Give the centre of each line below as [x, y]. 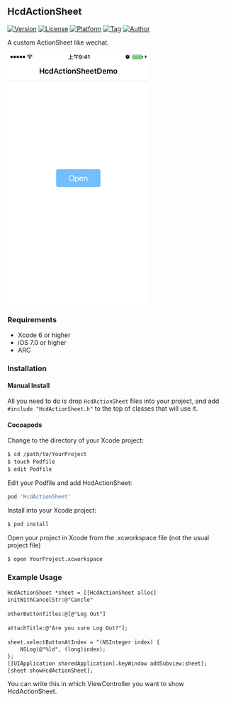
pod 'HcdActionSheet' [39, 497]
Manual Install [29, 385]
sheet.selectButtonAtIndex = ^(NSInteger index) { [84, 642]
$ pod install [28, 524]
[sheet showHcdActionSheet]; [50, 671]
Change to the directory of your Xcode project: [75, 440]
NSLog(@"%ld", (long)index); [63, 649]
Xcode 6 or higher [44, 335]
